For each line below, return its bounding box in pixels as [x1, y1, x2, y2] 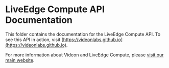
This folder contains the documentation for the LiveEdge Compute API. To [5, 31, 161, 37]
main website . [5, 57, 35, 63]
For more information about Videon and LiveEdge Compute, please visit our [5, 52, 164, 58]
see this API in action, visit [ [5, 37, 64, 43]
